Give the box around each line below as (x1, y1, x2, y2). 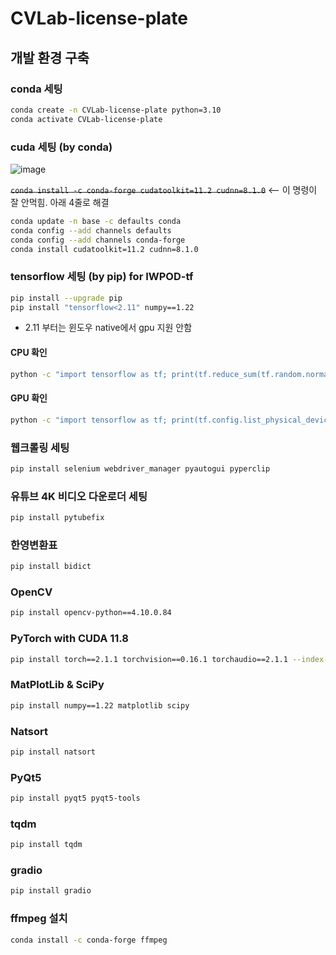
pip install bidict (10, 562, 92, 572)
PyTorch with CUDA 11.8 (10, 632, 129, 646)
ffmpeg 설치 (10, 912, 68, 926)
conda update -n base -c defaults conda (10, 216, 182, 226)
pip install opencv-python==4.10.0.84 (10, 608, 172, 618)
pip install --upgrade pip (10, 293, 123, 303)
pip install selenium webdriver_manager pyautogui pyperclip (10, 463, 271, 474)
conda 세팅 (10, 82, 63, 96)
